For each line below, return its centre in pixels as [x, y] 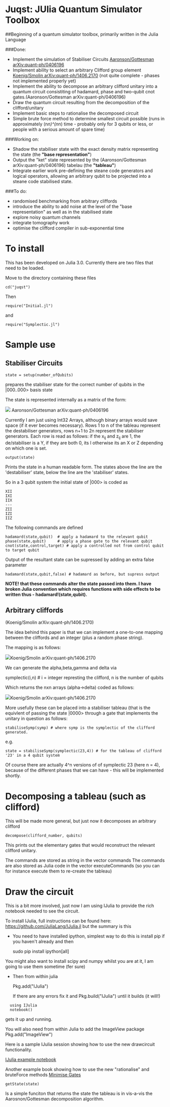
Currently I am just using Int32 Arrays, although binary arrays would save [81, 420]
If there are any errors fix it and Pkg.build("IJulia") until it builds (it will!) [87, 996]
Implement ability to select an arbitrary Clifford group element [77, 70]
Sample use [30, 345]
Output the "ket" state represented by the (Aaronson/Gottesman [79, 160]
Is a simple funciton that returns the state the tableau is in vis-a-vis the [79, 1094]
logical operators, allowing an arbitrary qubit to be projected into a [81, 176]
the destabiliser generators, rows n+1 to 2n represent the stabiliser [75, 430]
